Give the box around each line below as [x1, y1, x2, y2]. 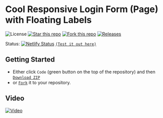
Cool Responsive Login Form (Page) [5, 4, 158, 15]
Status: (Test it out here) [5, 40, 97, 46]
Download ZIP [12, 75, 40, 80]
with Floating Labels [5, 14, 92, 26]
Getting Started [5, 55, 55, 64]
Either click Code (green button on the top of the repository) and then [12, 69, 155, 75]
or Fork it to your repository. [12, 79, 71, 85]
